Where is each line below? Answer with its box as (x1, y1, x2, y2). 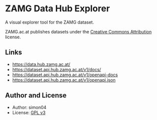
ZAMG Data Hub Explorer (5, 3, 110, 14)
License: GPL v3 (12, 109, 46, 116)
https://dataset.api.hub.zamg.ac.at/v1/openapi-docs (12, 72, 118, 78)
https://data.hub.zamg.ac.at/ (12, 61, 70, 67)
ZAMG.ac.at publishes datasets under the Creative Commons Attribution (5, 29, 152, 34)
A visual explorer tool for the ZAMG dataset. (5, 19, 94, 25)
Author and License (5, 91, 67, 100)
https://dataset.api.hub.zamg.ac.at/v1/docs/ (12, 66, 101, 72)
